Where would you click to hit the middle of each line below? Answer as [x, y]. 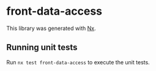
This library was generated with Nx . [51, 28]
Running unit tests [42, 47]
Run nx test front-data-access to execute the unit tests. [78, 62]
